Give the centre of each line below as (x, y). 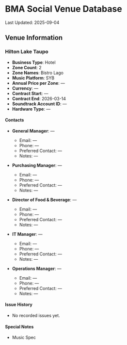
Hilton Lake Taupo (27, 52)
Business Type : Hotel (34, 62)
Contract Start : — (30, 93)
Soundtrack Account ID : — (39, 104)
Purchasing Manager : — (37, 165)
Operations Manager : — (37, 268)
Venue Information (34, 38)
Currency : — (25, 88)
